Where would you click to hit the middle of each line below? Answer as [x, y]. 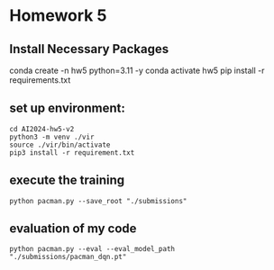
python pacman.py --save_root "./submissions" [98, 201]
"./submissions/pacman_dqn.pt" [68, 257]
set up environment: [68, 108]
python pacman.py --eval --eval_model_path [92, 249]
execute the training [67, 180]
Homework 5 [58, 16]
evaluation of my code [73, 229]
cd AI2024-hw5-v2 [42, 129]
